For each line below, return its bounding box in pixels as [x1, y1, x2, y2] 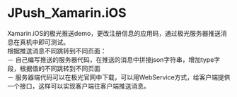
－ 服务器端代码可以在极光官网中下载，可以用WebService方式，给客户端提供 [7, 72, 231, 82]
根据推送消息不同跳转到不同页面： [7, 46, 107, 55]
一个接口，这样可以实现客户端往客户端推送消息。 [7, 82, 150, 90]
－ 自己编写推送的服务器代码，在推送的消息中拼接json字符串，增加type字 [7, 55, 221, 64]
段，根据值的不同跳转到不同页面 [7, 64, 100, 72]
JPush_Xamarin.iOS [7, 5, 127, 21]
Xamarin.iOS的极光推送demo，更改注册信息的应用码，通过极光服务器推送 [7, 29, 221, 37]
